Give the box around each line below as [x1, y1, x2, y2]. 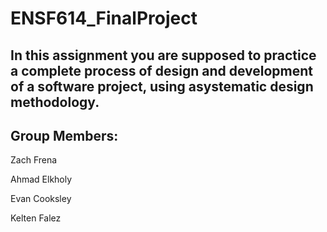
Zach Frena [10, 154, 58, 166]
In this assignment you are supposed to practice [10, 47, 317, 64]
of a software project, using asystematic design [10, 78, 314, 95]
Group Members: [10, 127, 119, 144]
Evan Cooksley [10, 193, 72, 205]
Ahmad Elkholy [10, 173, 73, 186]
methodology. [10, 93, 100, 111]
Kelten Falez [10, 212, 62, 224]
